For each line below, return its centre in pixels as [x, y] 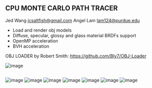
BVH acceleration [31, 46]
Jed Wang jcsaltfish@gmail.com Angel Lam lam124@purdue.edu [73, 20]
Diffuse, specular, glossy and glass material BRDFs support [74, 35]
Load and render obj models [42, 30]
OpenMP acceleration [35, 41]
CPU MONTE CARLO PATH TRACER [62, 8]
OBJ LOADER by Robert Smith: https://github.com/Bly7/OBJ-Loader [76, 56]
